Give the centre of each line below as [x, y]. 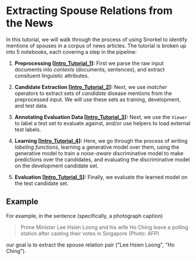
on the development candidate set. [56, 166]
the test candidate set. [42, 183]
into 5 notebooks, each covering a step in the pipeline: [72, 52]
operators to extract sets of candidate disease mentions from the [93, 93]
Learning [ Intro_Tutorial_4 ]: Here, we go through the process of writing [101, 141]
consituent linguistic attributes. [52, 76]
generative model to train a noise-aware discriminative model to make [99, 153]
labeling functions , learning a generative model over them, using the [97, 147]
